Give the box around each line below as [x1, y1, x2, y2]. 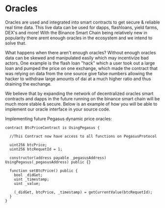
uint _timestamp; [14, 177, 50, 182]
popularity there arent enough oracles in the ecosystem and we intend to [5, 35, 153, 41]
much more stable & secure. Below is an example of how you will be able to [5, 101, 158, 107]
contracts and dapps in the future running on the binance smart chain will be [5, 95, 160, 101]
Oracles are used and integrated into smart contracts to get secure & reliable [5, 19, 160, 25]
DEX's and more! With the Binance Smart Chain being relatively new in [5, 30, 147, 35]
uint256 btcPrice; [9, 142, 48, 148]
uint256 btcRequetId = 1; [9, 147, 63, 151]
